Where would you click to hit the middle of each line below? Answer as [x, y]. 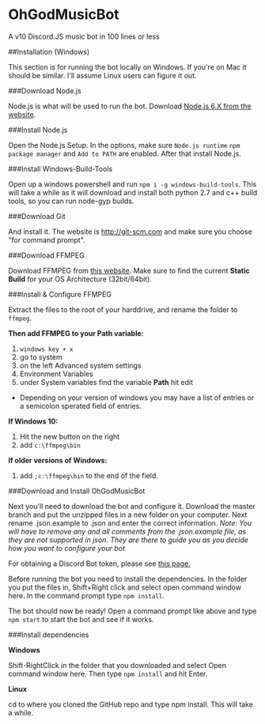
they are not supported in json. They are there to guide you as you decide [129, 540]
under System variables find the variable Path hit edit [106, 382]
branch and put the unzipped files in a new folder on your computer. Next [128, 515]
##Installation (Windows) [49, 51]
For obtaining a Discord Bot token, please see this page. [100, 564]
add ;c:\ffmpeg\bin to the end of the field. [89, 475]
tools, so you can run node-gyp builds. [71, 201]
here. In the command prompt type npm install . [86, 595]
